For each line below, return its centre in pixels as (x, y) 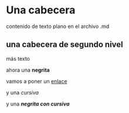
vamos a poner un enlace (37, 81)
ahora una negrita (28, 70)
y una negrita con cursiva (38, 104)
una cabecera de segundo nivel (64, 45)
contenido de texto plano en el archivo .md (58, 26)
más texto (18, 58)
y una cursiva (23, 92)
